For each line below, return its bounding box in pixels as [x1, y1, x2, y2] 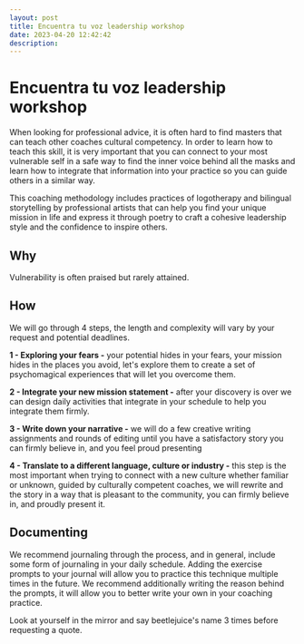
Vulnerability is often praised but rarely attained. [9, 272, 190, 282]
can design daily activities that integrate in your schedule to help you [9, 395, 267, 406]
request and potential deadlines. [9, 332, 130, 343]
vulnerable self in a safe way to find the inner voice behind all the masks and [9, 156, 296, 167]
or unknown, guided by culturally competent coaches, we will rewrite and [9, 479, 284, 490]
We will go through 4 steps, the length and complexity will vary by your [9, 322, 275, 333]
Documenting [9, 525, 88, 541]
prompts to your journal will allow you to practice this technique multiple [9, 568, 279, 579]
